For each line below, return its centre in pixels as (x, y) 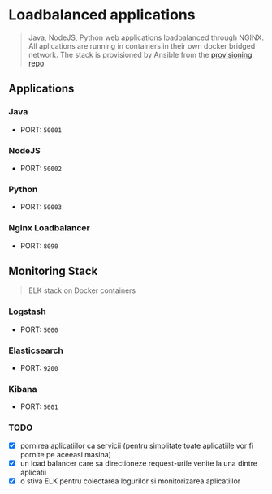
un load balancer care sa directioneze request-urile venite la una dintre (139, 463)
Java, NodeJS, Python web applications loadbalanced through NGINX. (146, 37)
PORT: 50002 (41, 168)
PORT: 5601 (39, 406)
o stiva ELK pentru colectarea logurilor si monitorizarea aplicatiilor (130, 481)
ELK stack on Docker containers (82, 290)
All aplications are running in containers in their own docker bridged (142, 45)
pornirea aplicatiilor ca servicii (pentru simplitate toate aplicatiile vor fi (137, 445)
